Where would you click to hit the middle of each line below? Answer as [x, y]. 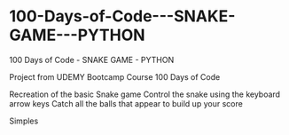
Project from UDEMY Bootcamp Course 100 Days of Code [115, 76]
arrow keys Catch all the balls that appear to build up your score [126, 103]
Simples [24, 121]
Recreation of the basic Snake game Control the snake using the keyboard [145, 94]
